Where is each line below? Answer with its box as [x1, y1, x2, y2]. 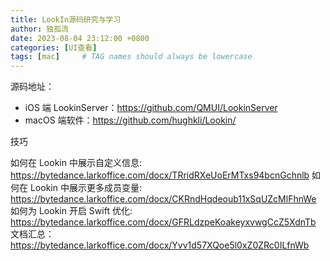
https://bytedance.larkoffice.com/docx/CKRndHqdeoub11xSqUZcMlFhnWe [10, 193, 317, 205]
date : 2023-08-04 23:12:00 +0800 [10, 33, 150, 43]
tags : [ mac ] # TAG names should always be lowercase [10, 52, 253, 62]
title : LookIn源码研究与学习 [10, 14, 122, 25]
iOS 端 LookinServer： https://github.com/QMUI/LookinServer [24, 102, 278, 114]
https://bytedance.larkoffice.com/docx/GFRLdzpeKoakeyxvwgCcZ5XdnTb [10, 216, 317, 228]
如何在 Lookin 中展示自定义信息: [10, 157, 142, 169]
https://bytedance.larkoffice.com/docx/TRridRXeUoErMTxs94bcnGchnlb [10, 169, 310, 181]
